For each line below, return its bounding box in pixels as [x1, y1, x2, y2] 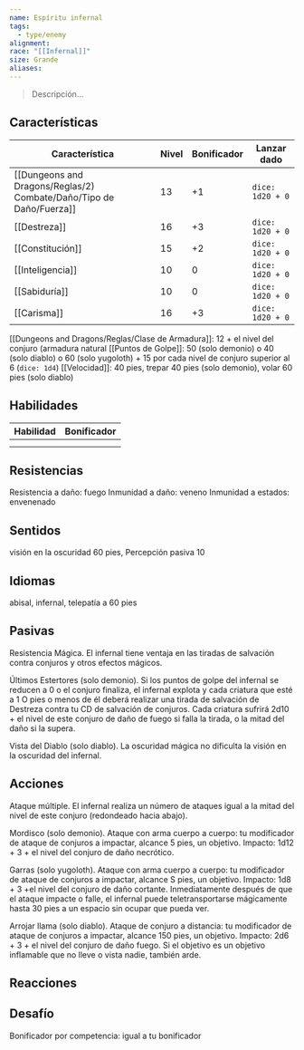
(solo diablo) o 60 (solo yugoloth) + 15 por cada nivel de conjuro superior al [9, 352, 290, 363]
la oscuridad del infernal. [9, 749, 102, 761]
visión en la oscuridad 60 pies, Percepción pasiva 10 [9, 547, 205, 558]
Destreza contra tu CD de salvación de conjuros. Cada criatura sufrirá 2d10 [9, 703, 290, 714]
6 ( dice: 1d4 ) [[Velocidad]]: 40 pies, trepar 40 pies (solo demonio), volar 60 [9, 361, 292, 372]
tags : [9, 22, 30, 31]
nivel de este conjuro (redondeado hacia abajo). [9, 810, 188, 821]
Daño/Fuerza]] [14, 202, 77, 215]
